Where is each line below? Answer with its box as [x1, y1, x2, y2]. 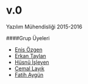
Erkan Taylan [14, 52, 46, 59]
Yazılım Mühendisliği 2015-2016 [6, 23, 83, 30]
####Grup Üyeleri [6, 34, 50, 41]
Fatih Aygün [14, 71, 44, 78]
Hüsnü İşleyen [14, 59, 49, 66]
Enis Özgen [14, 46, 43, 53]
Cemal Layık [14, 64, 45, 72]
